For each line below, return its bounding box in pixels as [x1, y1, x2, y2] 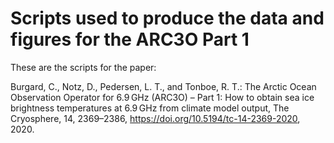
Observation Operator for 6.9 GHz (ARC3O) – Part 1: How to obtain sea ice [10, 91, 315, 103]
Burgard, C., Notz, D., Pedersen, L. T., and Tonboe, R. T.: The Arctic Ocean [10, 80, 317, 92]
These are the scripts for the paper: [10, 61, 157, 73]
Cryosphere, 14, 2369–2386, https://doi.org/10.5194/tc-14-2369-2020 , [10, 112, 301, 124]
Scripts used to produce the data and [10, 7, 325, 30]
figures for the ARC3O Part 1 [10, 28, 250, 51]
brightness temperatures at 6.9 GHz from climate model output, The [10, 102, 290, 114]
